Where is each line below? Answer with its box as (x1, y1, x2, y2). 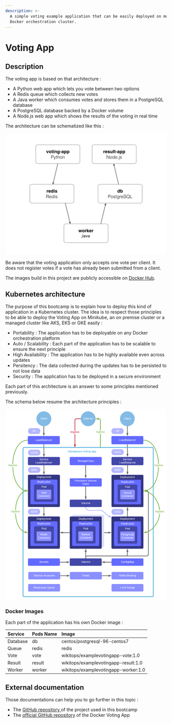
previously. (5, 389, 29, 395)
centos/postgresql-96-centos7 (61, 638, 129, 644)
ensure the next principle (12, 346, 66, 353)
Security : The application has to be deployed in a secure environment (12, 374, 161, 380)
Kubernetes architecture (5, 290, 85, 299)
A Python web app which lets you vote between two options (12, 86, 140, 92)
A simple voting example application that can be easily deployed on (10, 13, 161, 19)
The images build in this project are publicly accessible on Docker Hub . (5, 275, 156, 281)
